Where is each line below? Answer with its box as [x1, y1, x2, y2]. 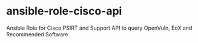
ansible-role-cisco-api [6, 4, 122, 18]
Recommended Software [6, 30, 68, 38]
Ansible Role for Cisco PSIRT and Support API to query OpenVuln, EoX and [6, 24, 193, 31]
